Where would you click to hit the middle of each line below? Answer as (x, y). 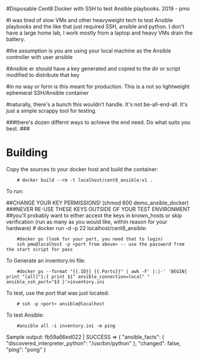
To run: (15, 191)
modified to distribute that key (43, 75)
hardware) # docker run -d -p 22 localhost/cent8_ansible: (77, 228)
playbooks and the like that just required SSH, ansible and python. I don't (95, 27)
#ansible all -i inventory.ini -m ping (66, 326)
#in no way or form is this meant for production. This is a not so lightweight (98, 86)
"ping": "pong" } (26, 349)
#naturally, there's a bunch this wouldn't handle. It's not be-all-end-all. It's (97, 104)
